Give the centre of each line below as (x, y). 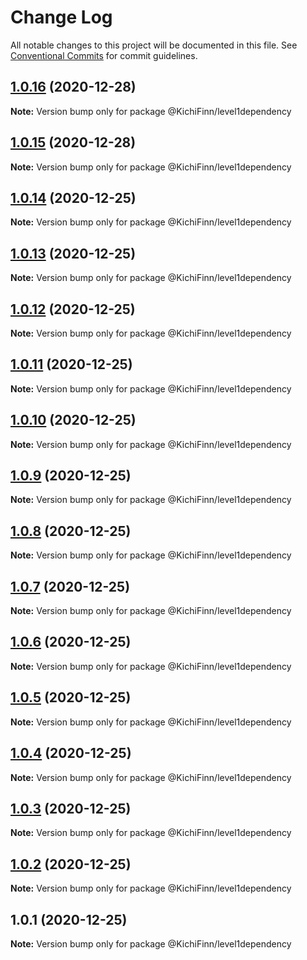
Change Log (61, 17)
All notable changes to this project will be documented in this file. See (154, 45)
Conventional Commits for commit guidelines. (104, 55)
